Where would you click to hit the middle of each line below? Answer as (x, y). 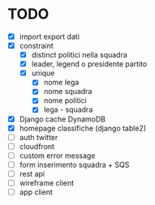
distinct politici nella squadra (79, 55)
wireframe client (47, 182)
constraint (36, 46)
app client (36, 192)
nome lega (61, 83)
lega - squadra (68, 109)
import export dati (50, 36)
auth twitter (39, 137)
